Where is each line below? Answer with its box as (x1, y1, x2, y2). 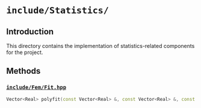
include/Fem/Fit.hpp (6, 84, 67, 91)
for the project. (6, 49, 43, 56)
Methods (6, 66, 41, 76)
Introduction (6, 26, 54, 37)
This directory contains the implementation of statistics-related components (6, 43, 195, 49)
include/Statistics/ (6, 5, 110, 16)
